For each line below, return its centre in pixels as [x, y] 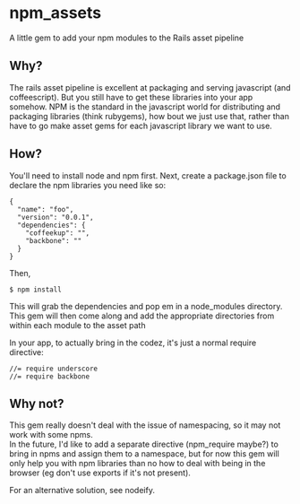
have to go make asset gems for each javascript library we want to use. [141, 126]
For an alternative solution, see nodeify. [82, 491]
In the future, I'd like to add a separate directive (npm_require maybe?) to [144, 444]
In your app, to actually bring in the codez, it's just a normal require [133, 343]
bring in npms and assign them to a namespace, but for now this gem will [144, 454]
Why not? [37, 403]
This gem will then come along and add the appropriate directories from [142, 316]
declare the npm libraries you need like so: [88, 185]
